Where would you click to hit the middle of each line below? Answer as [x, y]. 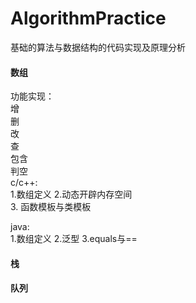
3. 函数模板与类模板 [51, 207]
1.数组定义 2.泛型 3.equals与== [74, 239]
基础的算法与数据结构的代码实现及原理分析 [98, 47]
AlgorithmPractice [88, 18]
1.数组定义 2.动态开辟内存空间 [71, 194]
